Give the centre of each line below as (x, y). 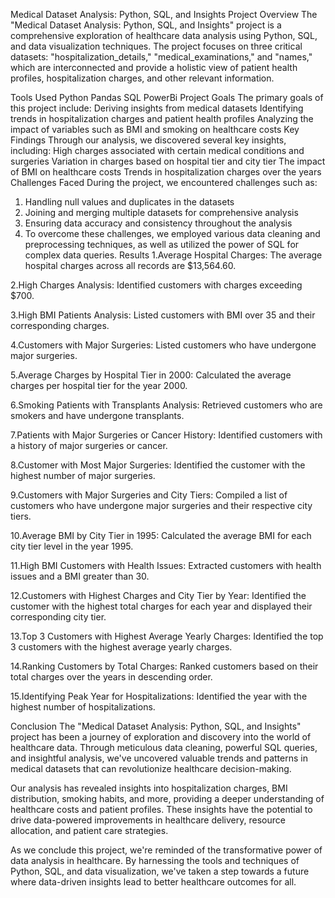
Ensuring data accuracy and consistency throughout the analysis (158, 223)
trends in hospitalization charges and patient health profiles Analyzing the (162, 118)
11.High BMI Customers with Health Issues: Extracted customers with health (166, 565)
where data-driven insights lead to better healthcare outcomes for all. (153, 882)
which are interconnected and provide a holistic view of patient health (154, 67)
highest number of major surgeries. (83, 475)
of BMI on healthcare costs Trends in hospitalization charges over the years (166, 172)
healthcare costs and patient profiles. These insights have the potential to (161, 809)
